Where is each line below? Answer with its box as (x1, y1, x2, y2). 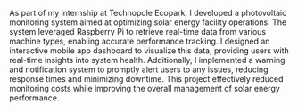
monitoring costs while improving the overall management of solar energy (9, 84, 281, 93)
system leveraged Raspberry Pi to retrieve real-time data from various (9, 27, 266, 36)
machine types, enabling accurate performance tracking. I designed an (9, 36, 270, 46)
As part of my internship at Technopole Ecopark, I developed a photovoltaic (9, 8, 287, 18)
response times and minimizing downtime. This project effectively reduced (9, 74, 284, 84)
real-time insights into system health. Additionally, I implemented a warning (9, 55, 286, 65)
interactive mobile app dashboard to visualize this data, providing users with (9, 45, 290, 56)
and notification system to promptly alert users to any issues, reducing (9, 64, 269, 75)
